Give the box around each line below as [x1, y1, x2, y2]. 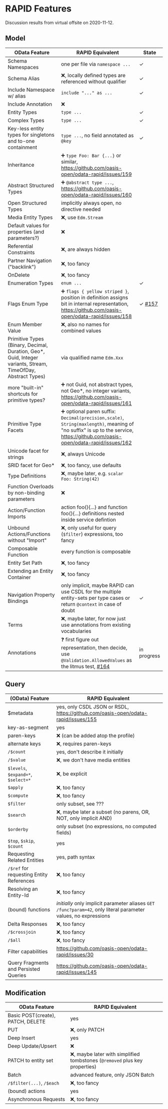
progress [139, 652, 160, 659]
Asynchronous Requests [7, 1096, 65, 1103]
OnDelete [7, 271, 30, 278]
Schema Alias [7, 75, 40, 82]
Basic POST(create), [7, 1012, 56, 1019]
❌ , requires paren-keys [56, 740, 111, 747]
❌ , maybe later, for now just [60, 615, 126, 622]
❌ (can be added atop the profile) [56, 732, 135, 739]
